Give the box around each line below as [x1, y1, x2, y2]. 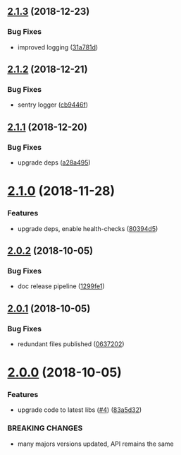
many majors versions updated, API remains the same [17, 439, 174, 448]
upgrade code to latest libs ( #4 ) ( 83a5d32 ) [17, 406, 142, 414]
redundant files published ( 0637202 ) [17, 339, 125, 348]
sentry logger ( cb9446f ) [17, 100, 89, 109]
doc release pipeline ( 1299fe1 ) [17, 282, 105, 290]
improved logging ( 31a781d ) [17, 42, 99, 52]
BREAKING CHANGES [7, 423, 83, 433]
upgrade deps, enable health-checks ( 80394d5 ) [17, 224, 158, 232]
